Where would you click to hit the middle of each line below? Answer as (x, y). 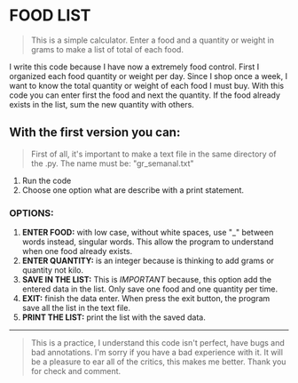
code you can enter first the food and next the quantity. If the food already (145, 95)
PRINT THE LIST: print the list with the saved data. (114, 317)
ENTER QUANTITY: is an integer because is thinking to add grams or (148, 261)
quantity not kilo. (53, 270)
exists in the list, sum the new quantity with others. (102, 104)
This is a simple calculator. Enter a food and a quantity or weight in (153, 40)
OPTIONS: (31, 212)
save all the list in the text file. (76, 308)
